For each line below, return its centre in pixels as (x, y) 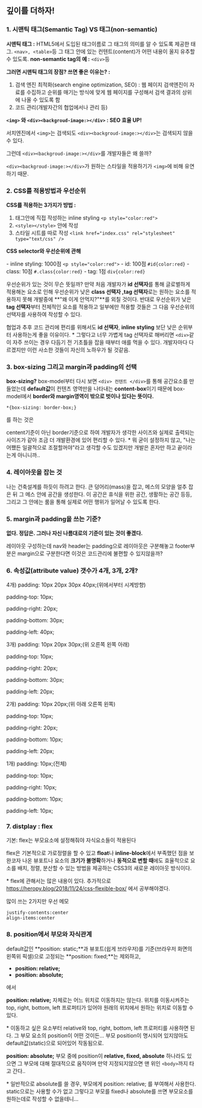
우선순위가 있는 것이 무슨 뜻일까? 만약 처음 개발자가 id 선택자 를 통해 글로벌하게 (98, 284)
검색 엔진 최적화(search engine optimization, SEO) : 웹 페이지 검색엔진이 (102, 84)
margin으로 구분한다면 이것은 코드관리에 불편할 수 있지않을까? (90, 553)
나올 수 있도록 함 (41, 100)
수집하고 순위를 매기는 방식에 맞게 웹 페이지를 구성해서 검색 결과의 (103, 92)
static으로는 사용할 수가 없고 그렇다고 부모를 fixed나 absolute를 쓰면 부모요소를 (100, 1091)
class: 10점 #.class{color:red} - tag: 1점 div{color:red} (76, 271)
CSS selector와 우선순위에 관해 (44, 251)
